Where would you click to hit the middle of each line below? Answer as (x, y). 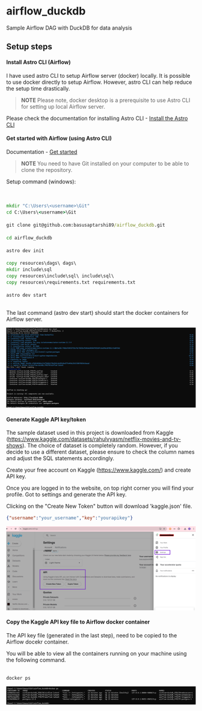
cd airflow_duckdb (29, 238)
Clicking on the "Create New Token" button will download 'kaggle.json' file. (99, 506)
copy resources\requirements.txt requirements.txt (71, 282)
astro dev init (25, 251)
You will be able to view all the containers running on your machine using (97, 653)
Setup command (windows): (41, 182)
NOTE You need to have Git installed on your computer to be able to (105, 163)
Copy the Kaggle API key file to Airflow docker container (78, 622)
